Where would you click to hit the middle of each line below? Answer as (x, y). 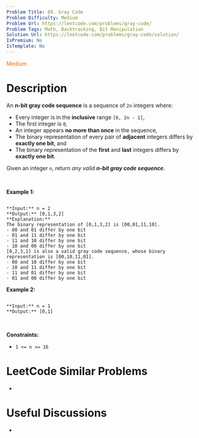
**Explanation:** (28, 219)
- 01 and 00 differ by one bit (46, 278)
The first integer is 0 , (41, 124)
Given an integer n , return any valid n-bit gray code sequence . (86, 168)
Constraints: (23, 334)
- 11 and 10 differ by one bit (46, 240)
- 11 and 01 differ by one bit (46, 273)
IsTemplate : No (26, 47)
